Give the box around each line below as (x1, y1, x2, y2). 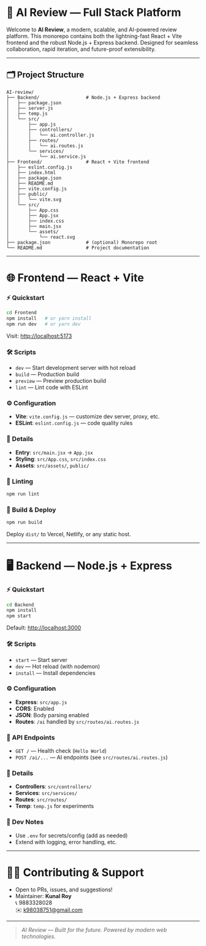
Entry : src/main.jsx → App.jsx (15, 448, 93, 456)
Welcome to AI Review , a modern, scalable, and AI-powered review (6, 26, 177, 33)
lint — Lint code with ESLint (15, 383, 88, 391)
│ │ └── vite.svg (6, 196, 62, 202)
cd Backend (6, 601, 34, 608)
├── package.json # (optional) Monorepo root (6, 239, 158, 245)
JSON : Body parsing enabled (15, 711, 89, 718)
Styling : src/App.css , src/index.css (15, 455, 106, 463)
